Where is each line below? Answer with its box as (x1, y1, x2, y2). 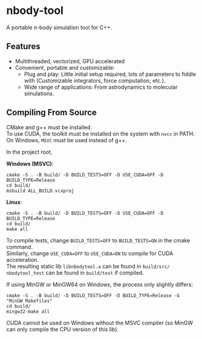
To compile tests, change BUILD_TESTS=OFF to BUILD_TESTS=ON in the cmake (6, 236, 191, 244)
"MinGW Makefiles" (6, 298, 53, 304)
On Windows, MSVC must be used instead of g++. (6, 136, 127, 143)
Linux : (6, 198, 22, 205)
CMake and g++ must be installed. (6, 123, 93, 131)
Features (6, 41, 41, 52)
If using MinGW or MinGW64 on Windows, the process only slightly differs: (6, 281, 194, 288)
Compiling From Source (6, 108, 97, 118)
